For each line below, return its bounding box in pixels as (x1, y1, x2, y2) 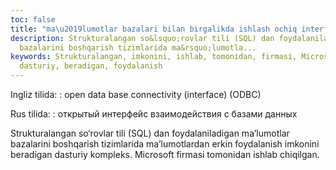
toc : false (10, 14, 56, 25)
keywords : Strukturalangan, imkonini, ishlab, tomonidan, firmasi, (10, 52, 298, 62)
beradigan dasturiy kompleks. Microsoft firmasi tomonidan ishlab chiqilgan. (10, 149, 320, 160)
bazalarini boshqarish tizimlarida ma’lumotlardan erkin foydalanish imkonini (10, 138, 320, 150)
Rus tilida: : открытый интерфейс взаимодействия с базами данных (10, 108, 298, 120)
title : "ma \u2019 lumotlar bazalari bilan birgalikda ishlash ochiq (10, 24, 298, 34)
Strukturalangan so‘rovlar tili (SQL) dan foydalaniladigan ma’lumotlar (10, 127, 290, 139)
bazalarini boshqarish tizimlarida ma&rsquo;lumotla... (19, 42, 257, 53)
